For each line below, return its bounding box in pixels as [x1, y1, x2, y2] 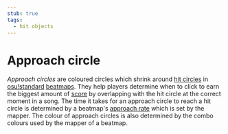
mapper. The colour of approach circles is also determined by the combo [7, 111, 214, 120]
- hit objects [13, 23, 54, 30]
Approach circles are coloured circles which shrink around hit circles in [7, 75, 209, 83]
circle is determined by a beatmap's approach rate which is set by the [7, 104, 205, 113]
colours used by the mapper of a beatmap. [7, 119, 128, 127]
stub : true [7, 10, 38, 17]
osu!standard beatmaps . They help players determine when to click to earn [7, 82, 220, 91]
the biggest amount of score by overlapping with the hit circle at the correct [7, 90, 221, 98]
